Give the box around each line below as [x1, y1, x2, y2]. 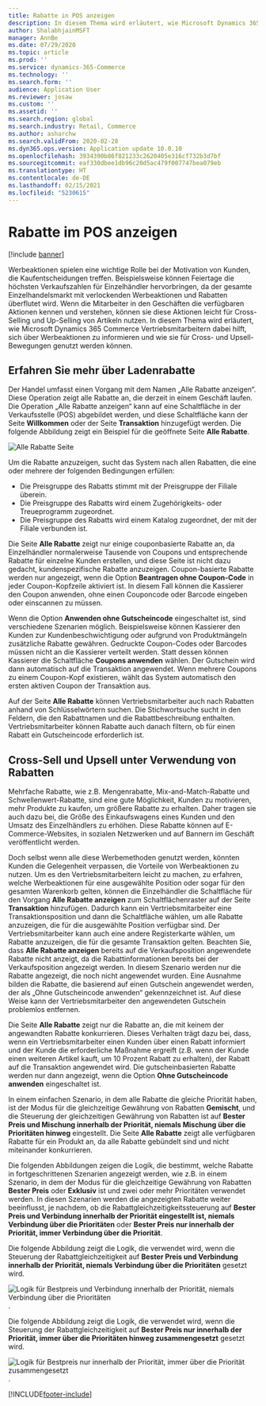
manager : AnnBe [8, 33, 59, 42]
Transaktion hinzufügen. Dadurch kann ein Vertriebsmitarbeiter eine [8, 903, 232, 914]
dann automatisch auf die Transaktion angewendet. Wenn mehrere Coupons [8, 664, 257, 674]
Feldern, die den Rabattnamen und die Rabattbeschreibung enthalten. [8, 713, 235, 723]
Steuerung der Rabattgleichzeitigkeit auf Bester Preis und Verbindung [8, 1252, 239, 1261]
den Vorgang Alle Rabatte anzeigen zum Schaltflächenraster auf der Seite [8, 895, 251, 905]
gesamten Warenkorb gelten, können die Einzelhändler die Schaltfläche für [8, 886, 253, 896]
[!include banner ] [8, 249, 65, 259]
